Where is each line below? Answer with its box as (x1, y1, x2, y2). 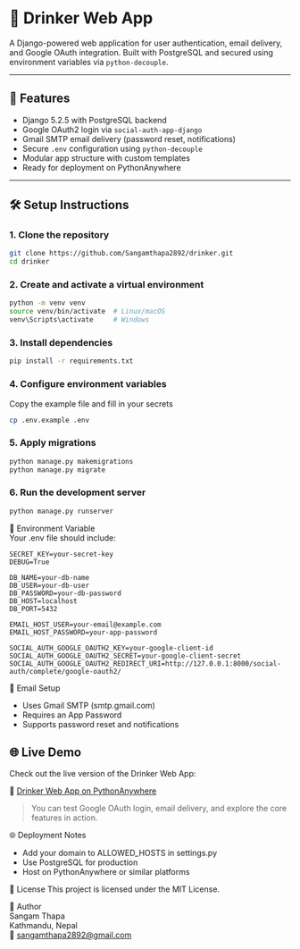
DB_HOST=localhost (9, 596, 78, 606)
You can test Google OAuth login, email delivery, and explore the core (30, 803, 287, 814)
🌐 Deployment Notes (9, 830, 87, 841)
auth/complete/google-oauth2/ (9, 667, 122, 676)
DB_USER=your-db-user (9, 581, 90, 590)
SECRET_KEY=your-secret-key (9, 550, 114, 558)
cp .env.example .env (9, 416, 90, 424)
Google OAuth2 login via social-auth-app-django (21, 124, 203, 135)
